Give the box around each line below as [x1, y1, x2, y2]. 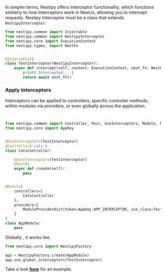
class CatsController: [5, 148, 52, 153]
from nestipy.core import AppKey [5, 126, 74, 131]
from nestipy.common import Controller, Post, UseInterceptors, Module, [5, 121, 158, 126]
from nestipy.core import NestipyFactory [5, 244, 92, 249]
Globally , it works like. [5, 234, 51, 240]
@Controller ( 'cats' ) [5, 143, 48, 149]
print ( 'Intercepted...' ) [23, 70, 74, 76]
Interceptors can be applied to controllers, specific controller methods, [5, 98, 149, 104]
